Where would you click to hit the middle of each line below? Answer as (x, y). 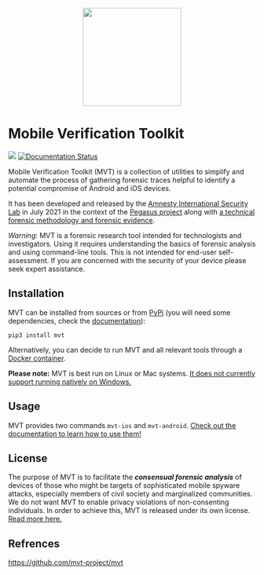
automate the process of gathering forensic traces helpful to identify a (122, 180)
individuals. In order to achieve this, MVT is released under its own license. (129, 511)
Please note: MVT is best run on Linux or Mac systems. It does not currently (132, 373)
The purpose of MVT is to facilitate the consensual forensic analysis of (125, 477)
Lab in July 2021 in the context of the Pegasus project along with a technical (132, 211)
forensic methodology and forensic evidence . (82, 220)
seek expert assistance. (46, 269)
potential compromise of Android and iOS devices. (90, 188)
